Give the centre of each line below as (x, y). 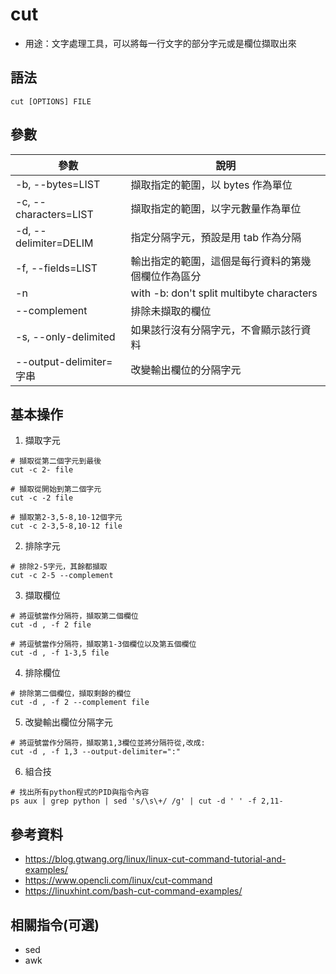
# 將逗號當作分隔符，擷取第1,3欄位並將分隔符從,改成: (108, 743)
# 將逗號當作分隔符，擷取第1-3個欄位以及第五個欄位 (103, 644)
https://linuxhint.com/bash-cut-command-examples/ (133, 891)
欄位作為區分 (171, 276)
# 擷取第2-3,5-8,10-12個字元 (66, 518)
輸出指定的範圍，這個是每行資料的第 (216, 261)
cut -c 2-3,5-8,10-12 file (66, 526)
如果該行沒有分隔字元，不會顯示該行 (216, 330)
